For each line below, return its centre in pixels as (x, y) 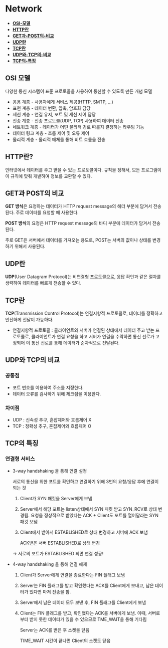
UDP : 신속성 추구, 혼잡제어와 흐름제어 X (52, 419)
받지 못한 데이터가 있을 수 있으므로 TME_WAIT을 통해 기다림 (88, 619)
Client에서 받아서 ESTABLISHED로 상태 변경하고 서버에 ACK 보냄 (84, 532)
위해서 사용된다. (30, 247)
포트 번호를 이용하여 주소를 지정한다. (48, 387)
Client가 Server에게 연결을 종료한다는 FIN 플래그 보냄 (72, 575)
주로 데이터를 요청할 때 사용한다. (47, 212)
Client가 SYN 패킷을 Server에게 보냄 (56, 498)
